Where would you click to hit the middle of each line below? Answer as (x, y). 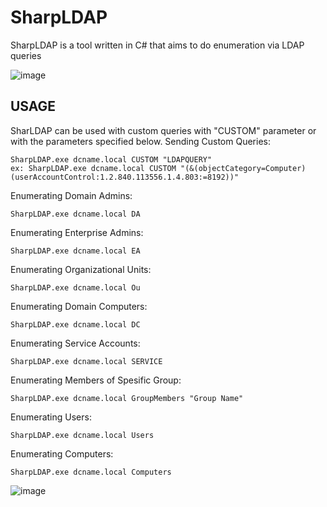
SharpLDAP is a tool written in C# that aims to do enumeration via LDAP (157, 45)
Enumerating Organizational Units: (81, 269)
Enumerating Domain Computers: (79, 306)
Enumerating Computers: (62, 453)
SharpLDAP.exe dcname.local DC (75, 324)
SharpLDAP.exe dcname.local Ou (75, 287)
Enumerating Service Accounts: (75, 343)
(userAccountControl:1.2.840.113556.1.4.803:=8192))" (125, 177)
